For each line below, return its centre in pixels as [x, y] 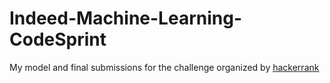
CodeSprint [58, 39]
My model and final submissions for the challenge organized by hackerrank [164, 67]
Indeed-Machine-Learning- [125, 18]
